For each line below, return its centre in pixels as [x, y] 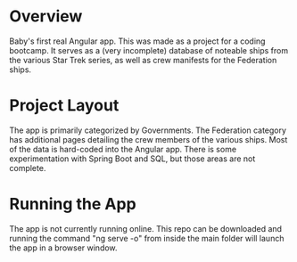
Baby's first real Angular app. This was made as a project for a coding [137, 41]
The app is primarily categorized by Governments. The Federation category [148, 130]
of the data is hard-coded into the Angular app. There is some [123, 149]
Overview [46, 16]
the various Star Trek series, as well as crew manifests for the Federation [143, 60]
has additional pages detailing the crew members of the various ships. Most [148, 139]
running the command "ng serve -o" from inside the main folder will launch [147, 238]
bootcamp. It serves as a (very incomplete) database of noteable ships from [148, 50]
